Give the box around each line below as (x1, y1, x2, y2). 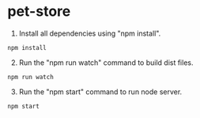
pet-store (7, 2, 71, 21)
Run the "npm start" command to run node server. (18, 86, 183, 97)
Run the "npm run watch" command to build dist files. (18, 58, 194, 67)
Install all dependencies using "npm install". (18, 29, 161, 38)
